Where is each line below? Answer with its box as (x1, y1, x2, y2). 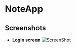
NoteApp (5, 3, 44, 15)
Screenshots (5, 23, 46, 32)
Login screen (12, 37, 41, 43)
